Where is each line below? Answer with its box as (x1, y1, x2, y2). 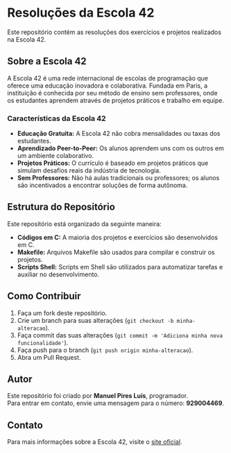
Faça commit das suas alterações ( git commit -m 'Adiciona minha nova (17, 331, 223, 339)
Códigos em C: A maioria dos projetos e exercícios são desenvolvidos (17, 233, 219, 241)
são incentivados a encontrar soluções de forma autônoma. (17, 181, 188, 189)
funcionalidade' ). (17, 338, 69, 347)
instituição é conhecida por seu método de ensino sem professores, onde (7, 88, 218, 97)
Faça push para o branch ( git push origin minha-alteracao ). (17, 346, 194, 354)
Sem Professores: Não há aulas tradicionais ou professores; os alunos (17, 174, 220, 182)
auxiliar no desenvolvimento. (17, 270, 100, 278)
